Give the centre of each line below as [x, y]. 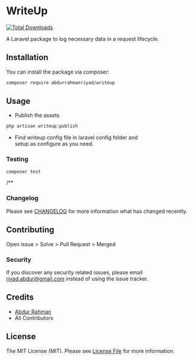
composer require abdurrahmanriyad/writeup [61, 82]
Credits [20, 297]
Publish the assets [37, 115]
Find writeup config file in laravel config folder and [76, 138]
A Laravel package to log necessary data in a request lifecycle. [83, 39]
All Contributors [34, 318]
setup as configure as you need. [54, 144]
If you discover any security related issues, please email [75, 272]
